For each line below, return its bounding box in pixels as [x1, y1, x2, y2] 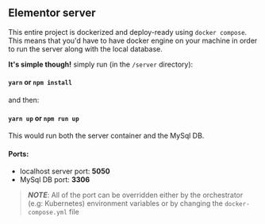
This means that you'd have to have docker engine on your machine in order [8, 36, 258, 45]
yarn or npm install [8, 78, 73, 87]
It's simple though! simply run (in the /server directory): [8, 59, 194, 69]
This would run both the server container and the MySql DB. [8, 131, 205, 141]
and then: [8, 95, 40, 105]
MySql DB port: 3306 [19, 175, 90, 184]
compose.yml [27, 209, 67, 217]
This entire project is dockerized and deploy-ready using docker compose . [8, 27, 248, 36]
